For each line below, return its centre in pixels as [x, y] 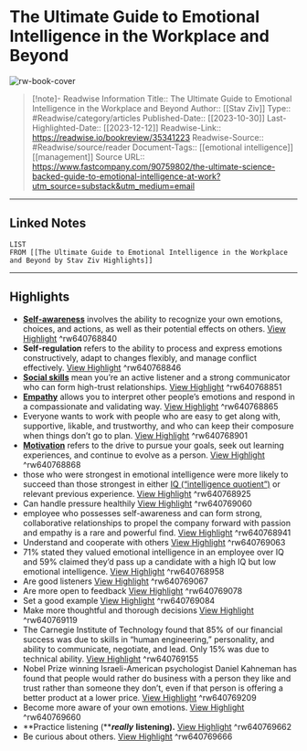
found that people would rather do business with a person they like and [157, 678]
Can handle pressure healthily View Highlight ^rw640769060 [138, 503]
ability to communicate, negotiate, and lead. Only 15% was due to [146, 649]
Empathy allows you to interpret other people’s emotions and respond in [159, 397]
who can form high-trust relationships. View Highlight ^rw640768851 [152, 386]
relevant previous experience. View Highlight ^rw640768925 [137, 493]
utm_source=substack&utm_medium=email [113, 185]
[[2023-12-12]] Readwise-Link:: [163, 127]
